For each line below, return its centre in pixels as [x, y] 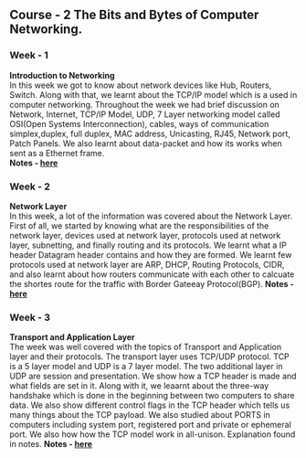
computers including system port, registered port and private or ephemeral [151, 425]
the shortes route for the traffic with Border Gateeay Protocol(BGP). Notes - [152, 283]
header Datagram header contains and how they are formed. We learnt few [151, 254]
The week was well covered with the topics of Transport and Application [145, 347]
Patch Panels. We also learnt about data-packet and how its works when [146, 143]
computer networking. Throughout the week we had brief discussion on [145, 104]
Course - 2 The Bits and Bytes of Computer [134, 15]
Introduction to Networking [63, 75]
